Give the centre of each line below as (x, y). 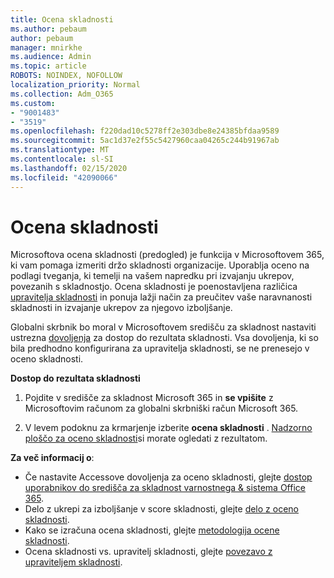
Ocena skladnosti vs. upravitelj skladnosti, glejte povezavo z (148, 552)
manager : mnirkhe (46, 47)
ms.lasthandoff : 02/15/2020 (69, 168)
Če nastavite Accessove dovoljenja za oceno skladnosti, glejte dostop (168, 477)
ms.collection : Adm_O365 (62, 94)
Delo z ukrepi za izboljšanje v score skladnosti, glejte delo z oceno (161, 509)
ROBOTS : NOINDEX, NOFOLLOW (66, 76)
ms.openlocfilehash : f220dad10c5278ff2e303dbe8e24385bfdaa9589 (145, 131)
